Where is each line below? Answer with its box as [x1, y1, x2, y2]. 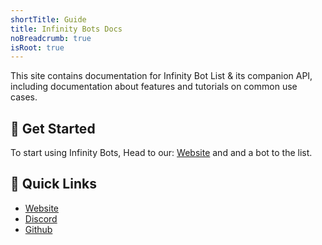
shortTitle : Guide [10, 14, 87, 25]
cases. [10, 91, 38, 103]
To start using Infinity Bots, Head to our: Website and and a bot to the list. [10, 147, 313, 159]
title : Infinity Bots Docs [10, 24, 123, 34]
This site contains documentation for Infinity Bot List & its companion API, [10, 70, 313, 82]
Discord [24, 212, 58, 225]
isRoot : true [10, 42, 65, 53]
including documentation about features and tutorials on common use [10, 81, 298, 93]
